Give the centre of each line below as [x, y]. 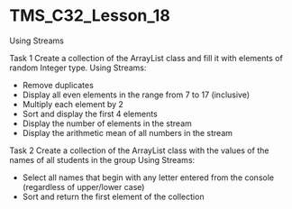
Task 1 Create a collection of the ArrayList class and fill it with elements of [146, 58]
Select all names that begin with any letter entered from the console [148, 177]
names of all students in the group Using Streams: [102, 159]
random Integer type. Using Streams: [78, 68]
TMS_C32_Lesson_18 [90, 16]
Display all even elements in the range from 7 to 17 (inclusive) [136, 95]
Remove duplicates [58, 85]
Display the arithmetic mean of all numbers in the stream [127, 132]
